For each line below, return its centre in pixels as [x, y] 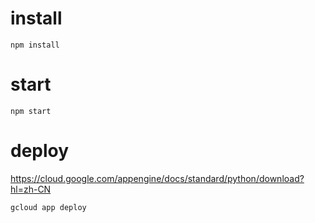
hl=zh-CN [31, 189]
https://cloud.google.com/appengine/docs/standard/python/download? [157, 178]
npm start [31, 111]
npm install [35, 45]
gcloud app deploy [48, 207]
